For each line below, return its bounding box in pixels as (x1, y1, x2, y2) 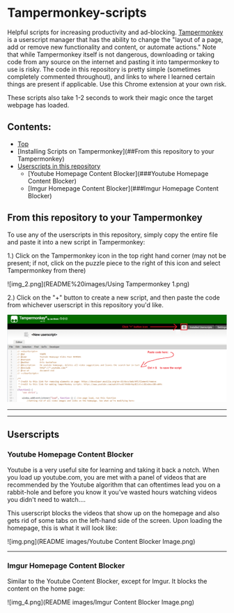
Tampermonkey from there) (7, 266, 86, 274)
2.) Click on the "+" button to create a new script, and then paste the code (7, 293, 221, 302)
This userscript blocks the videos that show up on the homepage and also (7, 508, 220, 517)
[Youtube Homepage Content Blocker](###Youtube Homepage (27, 169, 209, 177)
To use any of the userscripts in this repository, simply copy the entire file (7, 230, 218, 239)
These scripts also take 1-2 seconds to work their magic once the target (7, 93, 214, 102)
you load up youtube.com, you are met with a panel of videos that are (7, 473, 207, 481)
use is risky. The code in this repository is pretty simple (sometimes (7, 65, 201, 73)
